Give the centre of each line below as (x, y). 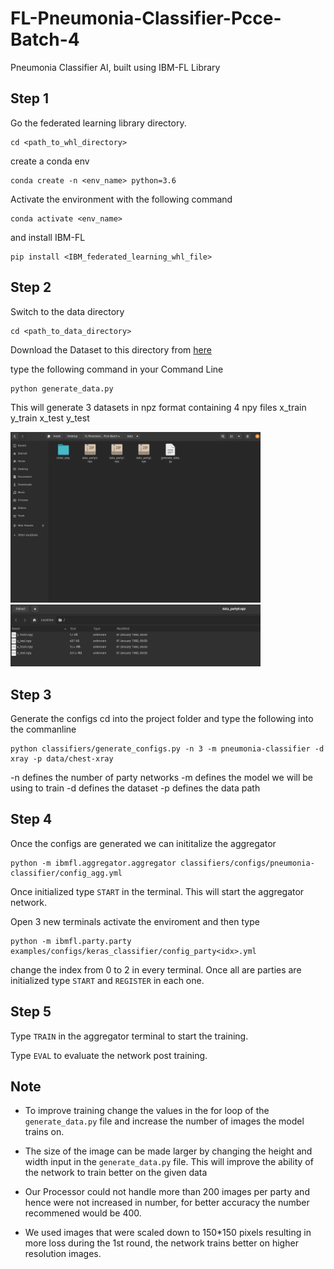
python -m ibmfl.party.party (71, 941)
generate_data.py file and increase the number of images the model (164, 1121)
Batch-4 (45, 39)
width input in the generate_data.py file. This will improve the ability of (169, 1162)
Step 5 (31, 1012)
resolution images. (63, 1254)
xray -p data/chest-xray (62, 759)
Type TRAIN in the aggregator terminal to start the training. (129, 1036)
